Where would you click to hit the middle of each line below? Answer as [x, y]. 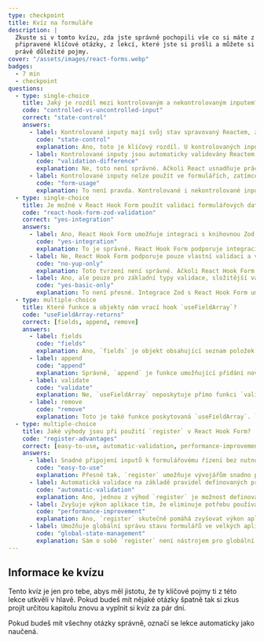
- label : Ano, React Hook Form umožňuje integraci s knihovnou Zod [142, 235]
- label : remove [55, 402]
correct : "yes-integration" [68, 220]
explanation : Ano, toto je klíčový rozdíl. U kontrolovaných [139, 147]
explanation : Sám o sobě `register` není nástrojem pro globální [146, 541]
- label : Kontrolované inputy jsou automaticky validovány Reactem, [143, 154]
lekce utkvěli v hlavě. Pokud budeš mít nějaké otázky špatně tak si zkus [124, 600]
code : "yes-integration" [77, 242]
